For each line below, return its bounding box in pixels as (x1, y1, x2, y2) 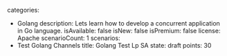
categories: (7, 6, 39, 14)
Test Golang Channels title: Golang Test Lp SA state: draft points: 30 (17, 41, 212, 49)
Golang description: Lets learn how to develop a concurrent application (17, 19, 220, 27)
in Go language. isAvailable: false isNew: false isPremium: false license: (17, 27, 221, 35)
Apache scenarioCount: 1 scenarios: (17, 34, 120, 42)
